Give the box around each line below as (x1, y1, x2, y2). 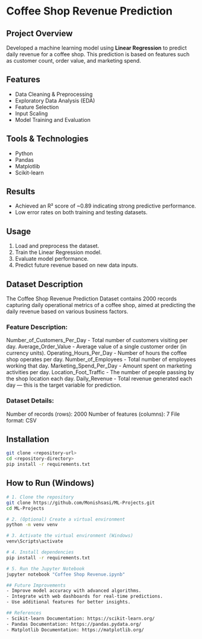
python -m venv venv (6, 522, 58, 528)
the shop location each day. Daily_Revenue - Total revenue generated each (6, 375, 192, 383)
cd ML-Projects (6, 505, 45, 511)
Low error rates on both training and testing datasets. (14, 209, 148, 216)
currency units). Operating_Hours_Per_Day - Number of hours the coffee (6, 349, 187, 357)
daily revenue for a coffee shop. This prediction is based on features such (6, 51, 190, 58)
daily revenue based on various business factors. (6, 308, 128, 315)
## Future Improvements (6, 582, 66, 588)
